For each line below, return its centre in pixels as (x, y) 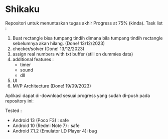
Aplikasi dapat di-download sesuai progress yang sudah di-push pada (78, 95)
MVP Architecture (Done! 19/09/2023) (52, 85)
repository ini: (20, 100)
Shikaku (23, 9)
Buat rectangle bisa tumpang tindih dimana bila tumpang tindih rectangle (88, 38)
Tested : (14, 110)
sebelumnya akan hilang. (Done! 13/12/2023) (59, 43)
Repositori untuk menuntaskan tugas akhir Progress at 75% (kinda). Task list (84, 23)
